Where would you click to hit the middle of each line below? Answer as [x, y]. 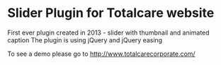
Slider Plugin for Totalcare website [111, 13]
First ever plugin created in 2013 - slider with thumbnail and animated [109, 32]
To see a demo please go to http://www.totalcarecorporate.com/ [102, 54]
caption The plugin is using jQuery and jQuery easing [85, 40]
